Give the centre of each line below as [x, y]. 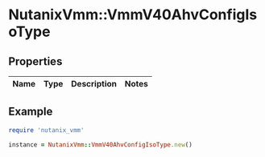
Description [94, 84]
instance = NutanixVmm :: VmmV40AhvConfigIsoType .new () [101, 145]
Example [31, 112]
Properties [35, 61]
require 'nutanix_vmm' [46, 130]
